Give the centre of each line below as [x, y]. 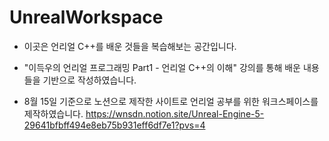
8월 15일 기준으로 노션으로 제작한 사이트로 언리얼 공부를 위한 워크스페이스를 [171, 101]
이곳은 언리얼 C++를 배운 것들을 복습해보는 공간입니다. [130, 46]
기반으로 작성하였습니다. [89, 80]
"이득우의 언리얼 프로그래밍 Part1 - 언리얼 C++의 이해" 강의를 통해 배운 [162, 67]
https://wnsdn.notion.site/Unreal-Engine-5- [175, 113]
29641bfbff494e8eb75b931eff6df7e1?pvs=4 [114, 125]
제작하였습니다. [53, 113]
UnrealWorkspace [86, 17]
